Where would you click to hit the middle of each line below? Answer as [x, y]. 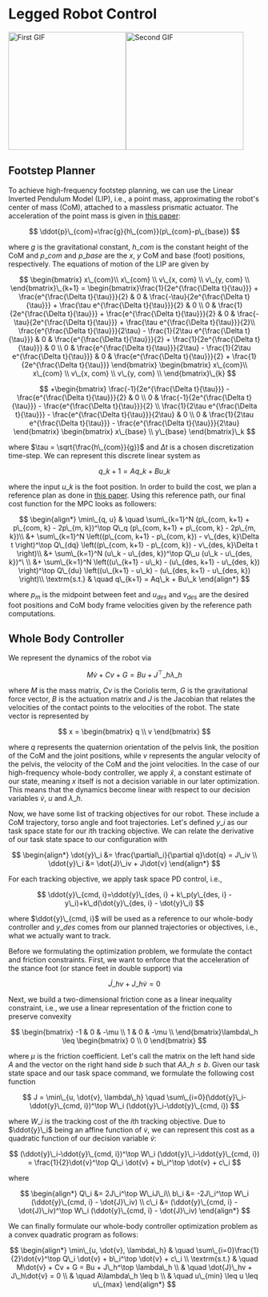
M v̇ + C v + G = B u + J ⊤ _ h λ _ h [134, 674]
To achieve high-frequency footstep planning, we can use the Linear [121, 190]
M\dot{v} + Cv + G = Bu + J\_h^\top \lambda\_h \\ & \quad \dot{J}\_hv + [134, 1267]
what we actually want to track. [60, 936]
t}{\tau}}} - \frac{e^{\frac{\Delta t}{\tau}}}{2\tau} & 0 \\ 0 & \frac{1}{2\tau [134, 414]
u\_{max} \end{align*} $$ [134, 1284]
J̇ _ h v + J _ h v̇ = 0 [134, 984]
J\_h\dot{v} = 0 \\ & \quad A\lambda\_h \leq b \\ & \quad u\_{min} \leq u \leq [134, 1276]
